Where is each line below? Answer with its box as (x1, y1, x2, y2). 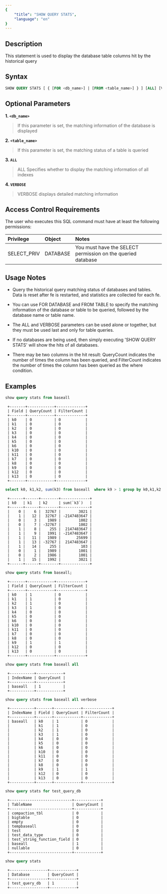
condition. (12, 368, 33, 374)
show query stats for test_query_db (5, 789, 81, 794)
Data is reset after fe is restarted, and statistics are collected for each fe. (12, 292, 161, 298)
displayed (17, 128, 38, 133)
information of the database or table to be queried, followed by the (12, 307, 149, 313)
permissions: (5, 224, 32, 230)
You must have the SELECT (75, 244, 139, 251)
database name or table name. (12, 312, 76, 318)
